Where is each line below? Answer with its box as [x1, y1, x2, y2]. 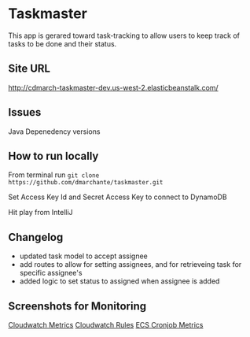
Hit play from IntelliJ [8, 208, 73, 217]
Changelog [8, 230, 64, 244]
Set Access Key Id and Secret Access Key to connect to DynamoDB [8, 192, 227, 202]
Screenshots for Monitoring [8, 299, 147, 313]
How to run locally [8, 149, 99, 162]
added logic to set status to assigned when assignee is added [19, 276, 220, 286]
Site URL [8, 62, 51, 76]
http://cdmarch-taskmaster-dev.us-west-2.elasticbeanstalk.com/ [8, 83, 219, 92]
